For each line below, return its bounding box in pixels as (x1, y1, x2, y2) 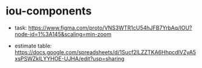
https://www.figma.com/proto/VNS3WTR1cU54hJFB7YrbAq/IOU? (28, 24, 192, 31)
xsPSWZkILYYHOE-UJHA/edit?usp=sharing (14, 55, 125, 62)
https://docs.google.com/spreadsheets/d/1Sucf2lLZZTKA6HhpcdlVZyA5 (14, 48, 197, 55)
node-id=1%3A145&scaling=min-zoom (14, 30, 112, 37)
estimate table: (14, 42, 52, 49)
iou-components (5, 4, 92, 18)
